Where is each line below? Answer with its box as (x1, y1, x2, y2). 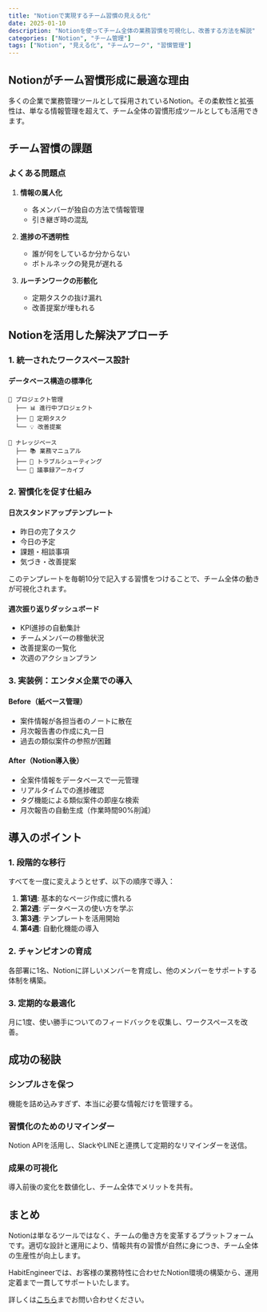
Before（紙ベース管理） (8, 696, 87, 706)
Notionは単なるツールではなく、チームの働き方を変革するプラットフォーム (8, 1231, 254, 1241)
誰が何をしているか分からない (31, 248, 130, 258)
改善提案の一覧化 (19, 643, 77, 653)
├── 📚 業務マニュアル (15, 447, 82, 455)
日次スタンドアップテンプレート (8, 507, 114, 517)
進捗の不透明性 (19, 232, 70, 241)
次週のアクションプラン (19, 653, 98, 663)
